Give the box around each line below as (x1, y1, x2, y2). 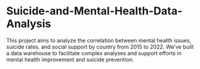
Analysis (6, 17, 51, 31)
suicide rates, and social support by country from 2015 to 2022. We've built (6, 43, 195, 50)
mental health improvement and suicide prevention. (6, 56, 134, 63)
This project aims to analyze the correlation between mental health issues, (6, 37, 192, 44)
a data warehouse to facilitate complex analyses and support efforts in (6, 49, 182, 56)
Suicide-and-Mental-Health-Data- (6, 4, 183, 18)
